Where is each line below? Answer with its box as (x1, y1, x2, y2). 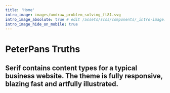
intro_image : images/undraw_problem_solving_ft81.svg (5, 12, 121, 17)
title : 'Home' (5, 7, 35, 13)
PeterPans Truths (5, 44, 80, 55)
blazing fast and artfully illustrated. (5, 79, 119, 88)
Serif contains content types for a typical (5, 64, 138, 72)
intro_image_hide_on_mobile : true (5, 21, 78, 27)
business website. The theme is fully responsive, (5, 72, 163, 80)
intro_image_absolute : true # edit (5, 17, 80, 22)
